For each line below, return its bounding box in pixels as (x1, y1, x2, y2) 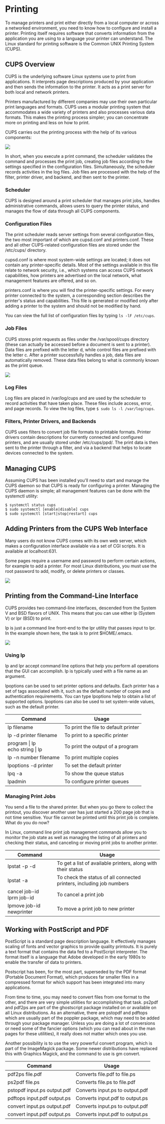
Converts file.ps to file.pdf (75, 1079, 136, 1086)
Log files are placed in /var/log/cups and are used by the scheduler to (5, 395, 146, 401)
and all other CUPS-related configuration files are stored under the (5, 242, 140, 248)
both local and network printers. (5, 89, 70, 95)
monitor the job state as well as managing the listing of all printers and (5, 835, 147, 841)
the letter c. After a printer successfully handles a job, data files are (5, 351, 141, 358)
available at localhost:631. (5, 548, 57, 554)
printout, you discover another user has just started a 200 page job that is (5, 809, 154, 815)
